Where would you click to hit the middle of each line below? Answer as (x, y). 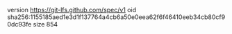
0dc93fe (19, 24)
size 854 (45, 24)
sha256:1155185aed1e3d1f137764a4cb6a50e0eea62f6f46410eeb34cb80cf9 (116, 17)
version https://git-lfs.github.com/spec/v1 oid (72, 10)
